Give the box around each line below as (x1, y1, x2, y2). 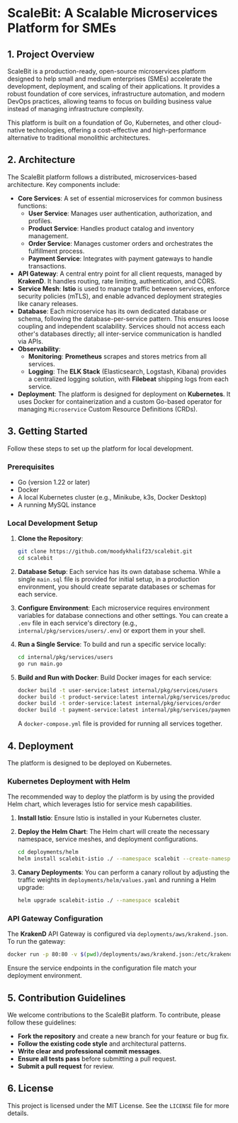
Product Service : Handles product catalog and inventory (28, 224, 195, 232)
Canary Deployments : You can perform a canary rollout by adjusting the (17, 868, 230, 876)
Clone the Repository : (17, 534, 84, 543)
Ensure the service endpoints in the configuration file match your (7, 964, 197, 972)
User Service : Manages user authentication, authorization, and (28, 209, 212, 218)
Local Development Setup (7, 518, 98, 528)
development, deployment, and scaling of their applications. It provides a (7, 82, 220, 90)
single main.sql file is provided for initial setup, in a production (17, 575, 200, 583)
